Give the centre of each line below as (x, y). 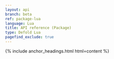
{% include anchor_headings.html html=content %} (57, 51)
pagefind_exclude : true (30, 37)
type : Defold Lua (23, 32)
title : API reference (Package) (38, 28)
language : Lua (20, 23)
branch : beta (19, 14)
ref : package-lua (23, 19)
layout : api (17, 10)
